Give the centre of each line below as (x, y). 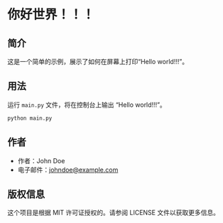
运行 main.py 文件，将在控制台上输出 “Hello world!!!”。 (87, 105)
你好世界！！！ (51, 15)
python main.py (30, 118)
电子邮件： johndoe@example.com (68, 170)
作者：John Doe (41, 160)
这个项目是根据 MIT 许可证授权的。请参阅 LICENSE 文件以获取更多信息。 (114, 213)
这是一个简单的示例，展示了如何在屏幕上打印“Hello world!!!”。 (98, 62)
